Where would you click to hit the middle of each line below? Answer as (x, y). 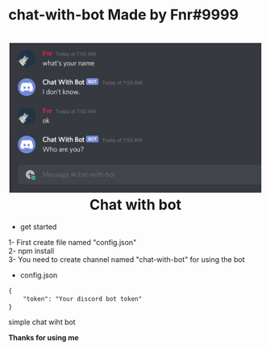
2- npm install (31, 251)
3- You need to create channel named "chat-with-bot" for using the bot (127, 260)
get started (38, 227)
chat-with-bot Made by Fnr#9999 (124, 15)
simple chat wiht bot (42, 322)
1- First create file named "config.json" (73, 243)
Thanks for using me (44, 338)
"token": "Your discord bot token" (83, 299)
